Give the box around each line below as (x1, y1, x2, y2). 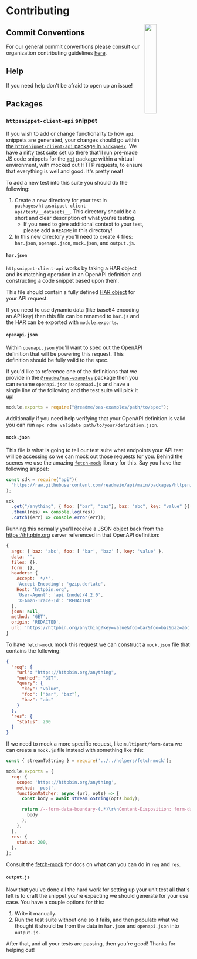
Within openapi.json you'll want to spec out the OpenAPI (6, 344, 142, 351)
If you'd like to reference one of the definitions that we (6, 367, 138, 375)
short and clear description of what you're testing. (14, 214, 136, 221)
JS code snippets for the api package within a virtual (6, 155, 134, 162)
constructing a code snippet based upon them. (6, 277, 120, 284)
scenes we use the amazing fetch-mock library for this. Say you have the (6, 459, 181, 466)
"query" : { (16, 680, 43, 686)
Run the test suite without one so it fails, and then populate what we (14, 916, 179, 924)
